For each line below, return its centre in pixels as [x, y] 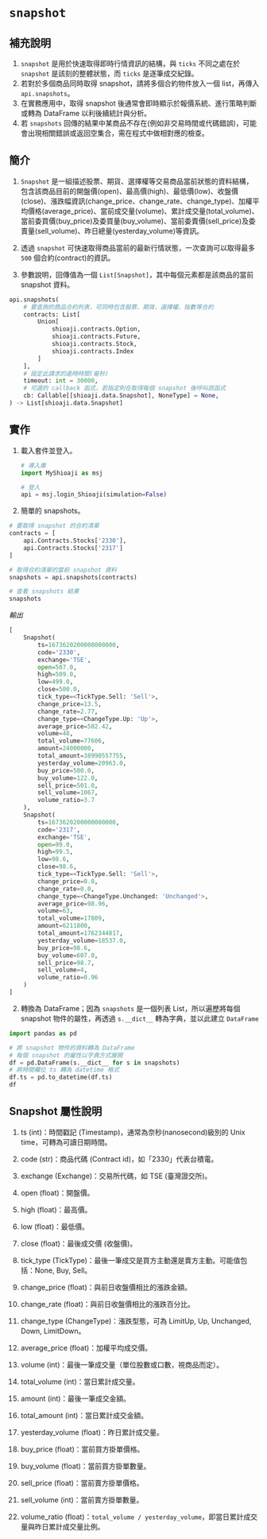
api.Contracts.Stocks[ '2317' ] [74, 548]
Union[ [48, 322]
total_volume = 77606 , [72, 741]
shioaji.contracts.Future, [96, 337]
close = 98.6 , [58, 867]
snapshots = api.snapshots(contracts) [73, 577]
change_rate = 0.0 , [66, 889]
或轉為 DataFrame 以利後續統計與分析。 [86, 113]
